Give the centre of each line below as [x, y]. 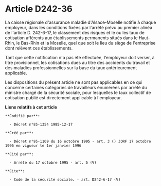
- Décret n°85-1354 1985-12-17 [41, 124]
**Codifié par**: [23, 116]
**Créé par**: [19, 133]
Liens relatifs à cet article [31, 107]
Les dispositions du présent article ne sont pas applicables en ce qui [74, 82]
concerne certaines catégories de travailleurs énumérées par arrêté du [76, 87]
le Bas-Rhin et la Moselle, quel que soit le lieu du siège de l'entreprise [86, 43]
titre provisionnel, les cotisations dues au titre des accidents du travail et [77, 62]
